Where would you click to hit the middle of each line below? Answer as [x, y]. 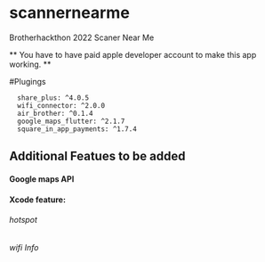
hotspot [24, 220]
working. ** [30, 64]
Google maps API [42, 179]
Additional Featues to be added [97, 156]
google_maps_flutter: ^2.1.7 [71, 121]
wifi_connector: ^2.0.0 [61, 105]
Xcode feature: [38, 200]
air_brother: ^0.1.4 [55, 113]
